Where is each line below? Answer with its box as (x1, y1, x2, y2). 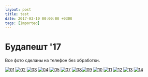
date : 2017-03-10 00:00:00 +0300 (5, 16, 73, 21)
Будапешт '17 (5, 42, 61, 52)
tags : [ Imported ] (5, 20, 40, 26)
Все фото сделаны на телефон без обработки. (5, 58, 100, 63)
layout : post (5, 7, 31, 12)
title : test (5, 12, 29, 16)
